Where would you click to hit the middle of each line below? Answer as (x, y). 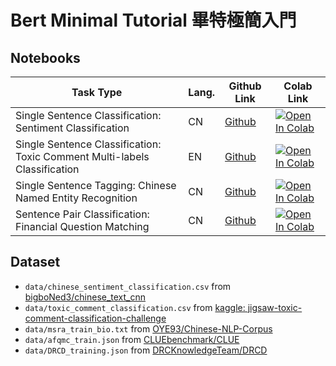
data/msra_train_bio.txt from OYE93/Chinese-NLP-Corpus (148, 328)
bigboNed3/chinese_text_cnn (85, 297)
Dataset (35, 262)
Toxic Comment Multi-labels (82, 156)
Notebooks (45, 57)
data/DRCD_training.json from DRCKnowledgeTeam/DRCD (146, 350)
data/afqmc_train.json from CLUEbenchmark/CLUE (132, 339)
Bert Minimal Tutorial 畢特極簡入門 (153, 20)
